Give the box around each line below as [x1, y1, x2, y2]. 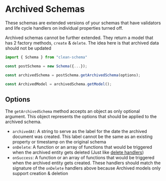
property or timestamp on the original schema [12, 139, 107, 145]
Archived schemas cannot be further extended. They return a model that [5, 35, 154, 41]
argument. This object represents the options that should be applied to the [5, 114, 157, 120]
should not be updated [5, 45, 52, 51]
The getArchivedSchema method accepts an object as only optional [5, 108, 140, 114]
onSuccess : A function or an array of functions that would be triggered [12, 155, 155, 161]
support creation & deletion [12, 171, 68, 177]
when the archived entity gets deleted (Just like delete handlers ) [12, 149, 144, 155]
